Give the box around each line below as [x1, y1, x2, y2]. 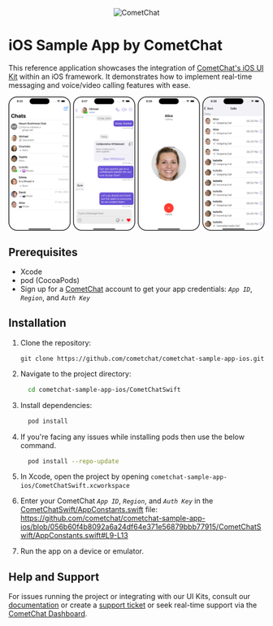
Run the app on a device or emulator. [19, 546, 145, 556]
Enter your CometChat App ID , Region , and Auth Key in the [19, 496, 214, 506]
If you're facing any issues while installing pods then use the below [19, 432, 245, 441]
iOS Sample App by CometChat [8, 37, 223, 54]
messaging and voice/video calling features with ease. [8, 80, 191, 89]
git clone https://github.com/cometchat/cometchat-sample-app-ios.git [19, 354, 265, 363]
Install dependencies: [19, 400, 93, 410]
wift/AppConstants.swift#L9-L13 [19, 531, 128, 541]
